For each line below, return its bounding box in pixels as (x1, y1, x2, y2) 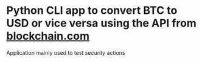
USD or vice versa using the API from (6, 16, 197, 30)
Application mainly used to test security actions (6, 49, 126, 56)
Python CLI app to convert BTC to (6, 4, 178, 17)
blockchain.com (6, 29, 90, 43)
